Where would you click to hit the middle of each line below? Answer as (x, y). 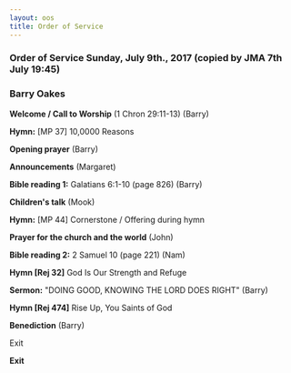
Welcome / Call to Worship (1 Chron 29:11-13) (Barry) (109, 114)
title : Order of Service (56, 26)
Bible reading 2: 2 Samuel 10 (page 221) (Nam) (98, 255)
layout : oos (32, 18)
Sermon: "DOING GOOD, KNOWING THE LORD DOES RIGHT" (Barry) (139, 290)
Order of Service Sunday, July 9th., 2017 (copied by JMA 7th (146, 58)
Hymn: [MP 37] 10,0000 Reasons (72, 131)
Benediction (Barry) (47, 325)
